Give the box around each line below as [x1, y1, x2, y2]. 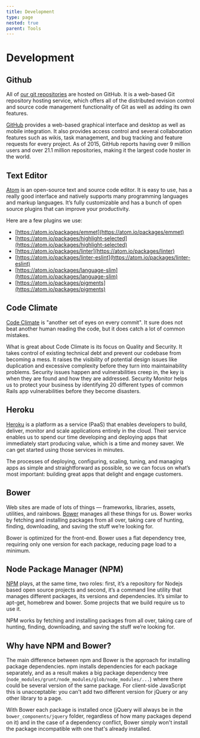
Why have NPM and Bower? [6, 641, 112, 651]
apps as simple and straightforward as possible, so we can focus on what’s [6, 464, 191, 471]
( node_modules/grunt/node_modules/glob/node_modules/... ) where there [6, 676, 183, 683]
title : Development [6, 8, 55, 15]
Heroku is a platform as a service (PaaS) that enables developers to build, [6, 421, 187, 428]
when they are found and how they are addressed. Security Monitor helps [6, 375, 188, 382]
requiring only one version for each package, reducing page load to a [6, 540, 177, 547]
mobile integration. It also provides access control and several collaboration [6, 128, 192, 135]
